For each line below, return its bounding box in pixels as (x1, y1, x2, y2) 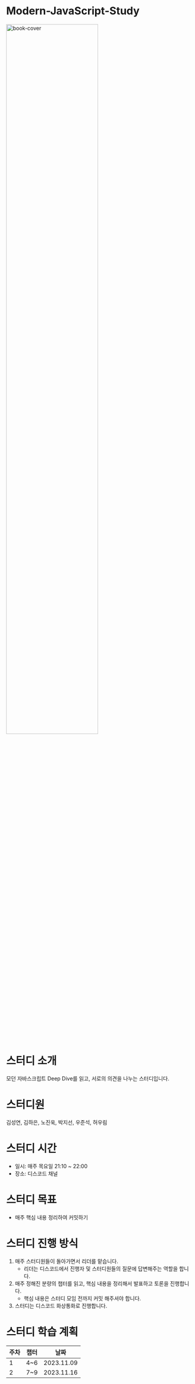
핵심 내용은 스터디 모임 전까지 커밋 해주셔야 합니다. (23, 1294, 141, 1302)
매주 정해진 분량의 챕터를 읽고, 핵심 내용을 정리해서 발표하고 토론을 (14, 1279, 169, 1287)
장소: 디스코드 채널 (14, 1169, 58, 1177)
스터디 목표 (6, 1193, 57, 1206)
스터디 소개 (6, 1054, 57, 1068)
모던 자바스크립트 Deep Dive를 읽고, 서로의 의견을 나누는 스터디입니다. (6, 1074, 169, 1082)
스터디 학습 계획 (6, 1325, 78, 1338)
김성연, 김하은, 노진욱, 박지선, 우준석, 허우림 (6, 1118, 108, 1126)
